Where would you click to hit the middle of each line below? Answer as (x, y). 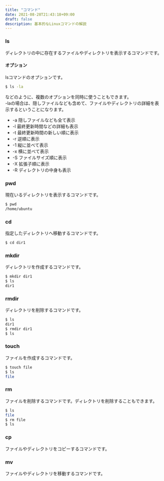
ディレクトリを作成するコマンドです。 (44, 267)
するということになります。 (38, 109)
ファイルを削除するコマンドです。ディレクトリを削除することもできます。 (81, 401)
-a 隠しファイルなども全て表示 (44, 120)
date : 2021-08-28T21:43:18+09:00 (40, 14)
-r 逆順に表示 (26, 138)
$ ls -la (14, 86)
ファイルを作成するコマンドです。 (40, 357)
